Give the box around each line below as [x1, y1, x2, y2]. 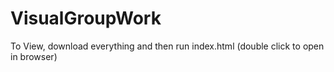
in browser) [10, 50, 58, 62]
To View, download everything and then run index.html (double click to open [10, 40, 325, 52]
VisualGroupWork [10, 7, 162, 30]
